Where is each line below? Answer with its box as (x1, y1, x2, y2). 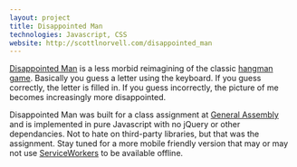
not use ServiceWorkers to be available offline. (9, 148, 184, 159)
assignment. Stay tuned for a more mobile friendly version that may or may (9, 138, 289, 149)
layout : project (9, 13, 71, 23)
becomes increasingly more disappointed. (9, 92, 167, 103)
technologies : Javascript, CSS (9, 30, 128, 39)
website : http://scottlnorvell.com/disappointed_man (9, 38, 213, 48)
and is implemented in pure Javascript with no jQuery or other (9, 119, 241, 130)
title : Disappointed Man (9, 22, 103, 31)
